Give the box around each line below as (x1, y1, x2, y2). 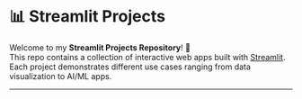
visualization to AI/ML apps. (9, 70, 112, 81)
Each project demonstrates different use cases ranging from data (9, 61, 252, 72)
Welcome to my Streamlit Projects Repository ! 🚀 (9, 41, 191, 53)
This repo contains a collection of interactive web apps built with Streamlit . (9, 51, 286, 62)
